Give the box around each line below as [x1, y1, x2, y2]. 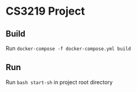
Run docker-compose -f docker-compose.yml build [5, 44, 132, 52]
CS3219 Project [5, 4, 85, 18]
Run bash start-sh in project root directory [5, 78, 113, 86]
